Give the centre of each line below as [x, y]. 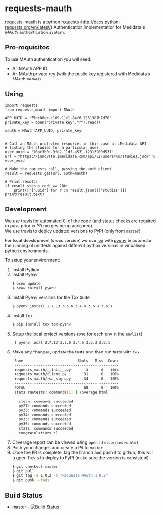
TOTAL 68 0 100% [66, 388]
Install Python [26, 270]
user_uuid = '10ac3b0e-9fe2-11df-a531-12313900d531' [59, 152]
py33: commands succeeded [45, 410]
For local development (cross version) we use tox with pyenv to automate [78, 241]
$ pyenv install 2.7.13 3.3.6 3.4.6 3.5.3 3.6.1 [62, 306]
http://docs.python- [101, 22]
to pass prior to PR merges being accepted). [49, 226]
